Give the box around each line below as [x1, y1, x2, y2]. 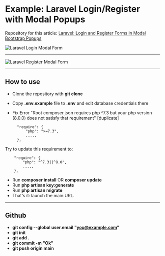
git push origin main [12, 245, 54, 251]
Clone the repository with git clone [12, 91, 83, 97]
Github [5, 211, 27, 220]
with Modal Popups [5, 14, 85, 25]
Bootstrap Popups [5, 35, 42, 41]
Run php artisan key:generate [12, 182, 75, 188]
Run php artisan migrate [12, 187, 63, 193]
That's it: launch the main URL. [12, 192, 75, 198]
